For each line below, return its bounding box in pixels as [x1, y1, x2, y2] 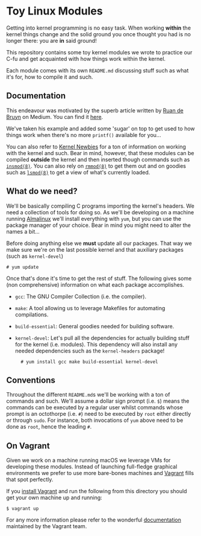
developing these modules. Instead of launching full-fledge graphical [6, 463, 178, 470]
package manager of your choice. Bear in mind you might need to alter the [6, 222, 191, 229]
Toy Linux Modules [6, 4, 104, 18]
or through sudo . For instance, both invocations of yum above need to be [6, 416, 184, 424]
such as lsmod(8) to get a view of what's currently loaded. [6, 168, 150, 176]
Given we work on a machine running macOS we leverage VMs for [6, 457, 171, 464]
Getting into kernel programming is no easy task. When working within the [6, 24, 191, 31]
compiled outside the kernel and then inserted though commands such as [6, 156, 190, 163]
